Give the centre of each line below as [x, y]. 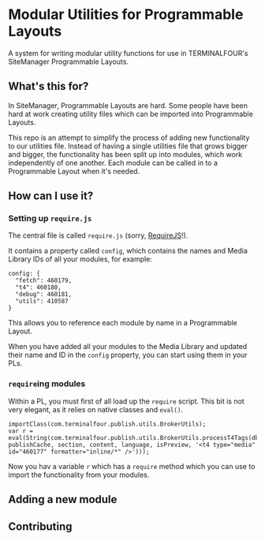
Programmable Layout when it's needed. [74, 171]
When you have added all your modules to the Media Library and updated [128, 347]
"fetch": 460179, [44, 281]
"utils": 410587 [42, 302]
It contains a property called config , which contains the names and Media [128, 251]
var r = [21, 431]
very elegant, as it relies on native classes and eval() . [96, 409]
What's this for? [49, 86]
